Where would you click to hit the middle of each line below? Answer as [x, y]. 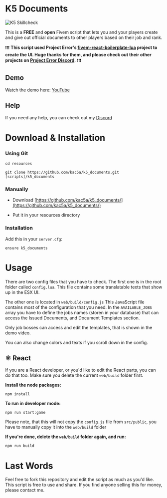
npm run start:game [25, 413]
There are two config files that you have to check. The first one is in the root [83, 281]
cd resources [19, 164]
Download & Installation [55, 137]
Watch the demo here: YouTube [37, 90]
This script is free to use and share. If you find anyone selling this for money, [84, 485]
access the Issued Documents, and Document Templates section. [73, 318]
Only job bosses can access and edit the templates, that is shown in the [79, 327]
